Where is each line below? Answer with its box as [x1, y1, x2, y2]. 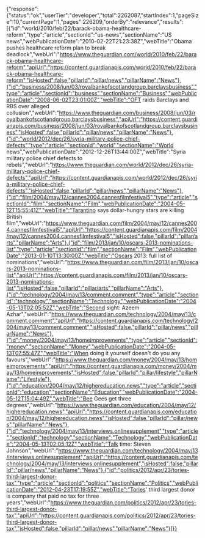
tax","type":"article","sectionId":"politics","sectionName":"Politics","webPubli [6, 479, 198, 487]
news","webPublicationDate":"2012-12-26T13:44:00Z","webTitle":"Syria [6, 148, 186, 155]
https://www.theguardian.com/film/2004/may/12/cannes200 [45, 219, 198, 227]
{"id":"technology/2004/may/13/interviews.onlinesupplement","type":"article [6, 427, 198, 435]
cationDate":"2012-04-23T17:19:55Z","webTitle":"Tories [6, 486, 146, 493]
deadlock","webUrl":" [6, 51, 60, 57]
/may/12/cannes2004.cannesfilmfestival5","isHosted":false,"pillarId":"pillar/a [6, 232, 198, 240]
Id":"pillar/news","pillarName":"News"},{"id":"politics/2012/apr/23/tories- [6, 466, 190, 473]
